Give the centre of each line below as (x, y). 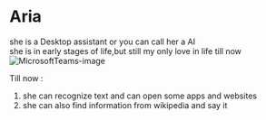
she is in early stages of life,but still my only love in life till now (126, 51)
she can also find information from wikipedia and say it (125, 105)
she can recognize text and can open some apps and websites (139, 96)
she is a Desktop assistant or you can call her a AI (103, 42)
